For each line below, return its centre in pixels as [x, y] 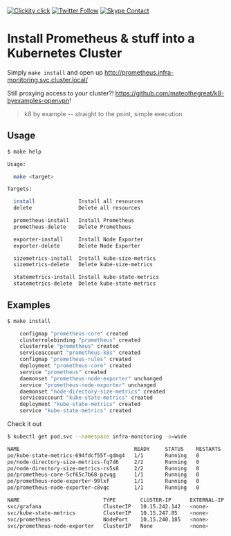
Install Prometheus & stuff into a [101, 39]
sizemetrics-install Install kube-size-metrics [85, 258]
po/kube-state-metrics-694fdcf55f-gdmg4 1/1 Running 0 [103, 455]
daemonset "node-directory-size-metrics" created [93, 391]
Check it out [25, 424]
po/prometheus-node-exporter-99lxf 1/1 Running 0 [103, 481]
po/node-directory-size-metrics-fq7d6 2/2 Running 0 [103, 462]
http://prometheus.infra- [139, 72]
